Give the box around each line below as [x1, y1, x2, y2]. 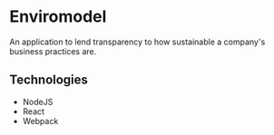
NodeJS [22, 96, 54, 107]
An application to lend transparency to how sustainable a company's [9, 36, 266, 47]
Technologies [9, 72, 89, 88]
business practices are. [9, 45, 97, 56]
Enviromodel [9, 6, 107, 27]
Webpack [22, 115, 59, 126]
